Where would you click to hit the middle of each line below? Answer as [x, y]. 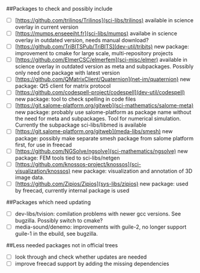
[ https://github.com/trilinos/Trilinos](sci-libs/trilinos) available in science [104, 20]
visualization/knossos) [43, 171]
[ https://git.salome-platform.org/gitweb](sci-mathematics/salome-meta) [104, 106]
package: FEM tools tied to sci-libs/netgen [67, 158]
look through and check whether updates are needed [81, 257]
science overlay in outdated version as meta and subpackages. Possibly [104, 67]
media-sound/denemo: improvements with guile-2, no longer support [101, 227]
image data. [29, 177]
